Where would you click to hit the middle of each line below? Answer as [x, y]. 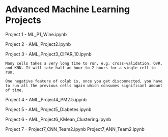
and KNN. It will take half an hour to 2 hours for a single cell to [81, 68]
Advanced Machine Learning [68, 9]
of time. [15, 90]
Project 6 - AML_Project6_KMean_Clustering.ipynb [58, 119]
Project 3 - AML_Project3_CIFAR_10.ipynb [48, 54]
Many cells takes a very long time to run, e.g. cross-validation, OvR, [84, 63]
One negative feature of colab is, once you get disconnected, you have [84, 81]
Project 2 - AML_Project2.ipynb [38, 44]
